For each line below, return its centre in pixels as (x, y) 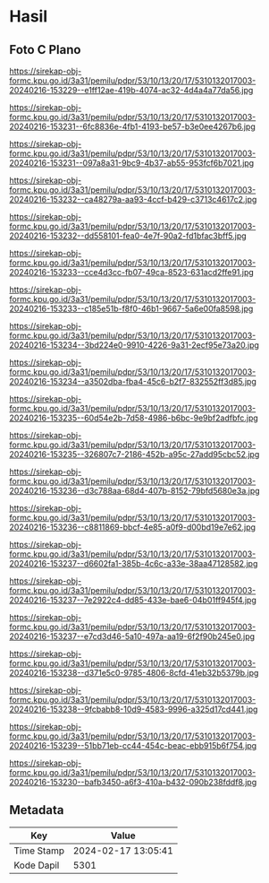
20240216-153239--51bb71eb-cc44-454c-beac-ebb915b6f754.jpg (133, 745)
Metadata (37, 810)
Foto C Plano (45, 50)
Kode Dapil (37, 865)
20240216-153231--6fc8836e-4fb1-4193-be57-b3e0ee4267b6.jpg (133, 126)
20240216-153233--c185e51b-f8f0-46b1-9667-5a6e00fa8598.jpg (131, 308)
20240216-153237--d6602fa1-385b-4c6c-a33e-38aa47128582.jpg (134, 563)
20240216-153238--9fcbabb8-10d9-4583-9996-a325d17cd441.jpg (134, 709)
